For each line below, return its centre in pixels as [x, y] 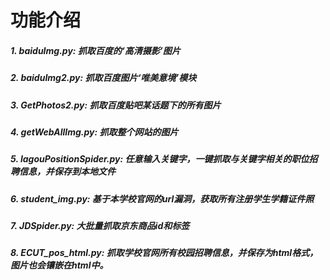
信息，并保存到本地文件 [67, 172]
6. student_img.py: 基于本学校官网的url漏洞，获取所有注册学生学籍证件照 [162, 198]
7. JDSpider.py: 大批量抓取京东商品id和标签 [100, 226]
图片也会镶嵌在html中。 [59, 265]
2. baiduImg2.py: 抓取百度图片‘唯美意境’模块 [103, 78]
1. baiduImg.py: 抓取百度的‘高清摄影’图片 [95, 50]
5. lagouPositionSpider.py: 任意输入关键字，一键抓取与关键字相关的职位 [160, 159]
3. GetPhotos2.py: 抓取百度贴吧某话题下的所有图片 [116, 105]
